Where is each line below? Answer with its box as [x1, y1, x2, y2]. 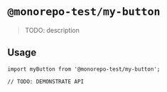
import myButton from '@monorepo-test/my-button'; [7, 66, 161, 73]
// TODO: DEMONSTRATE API [7, 78, 84, 85]
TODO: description [24, 26, 80, 34]
